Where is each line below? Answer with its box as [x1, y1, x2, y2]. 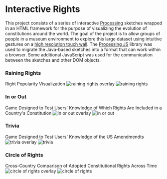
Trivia [5, 122, 19, 129]
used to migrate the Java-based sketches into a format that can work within [5, 46, 161, 52]
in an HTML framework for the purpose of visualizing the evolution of [5, 25, 147, 31]
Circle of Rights [5, 151, 43, 158]
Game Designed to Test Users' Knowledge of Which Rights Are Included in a [5, 105, 162, 111]
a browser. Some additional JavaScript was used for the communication [5, 51, 153, 58]
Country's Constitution [5, 110, 52, 116]
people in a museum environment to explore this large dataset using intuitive [5, 36, 162, 42]
